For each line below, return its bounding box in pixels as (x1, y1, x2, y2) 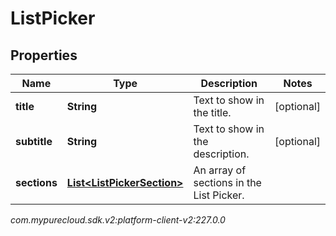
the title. (193, 106, 232, 119)
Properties (10, 47, 78, 64)
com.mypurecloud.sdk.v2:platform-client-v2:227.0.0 (10, 214, 226, 226)
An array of (193, 163, 247, 177)
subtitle (15, 135, 53, 148)
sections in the (193, 176, 262, 189)
